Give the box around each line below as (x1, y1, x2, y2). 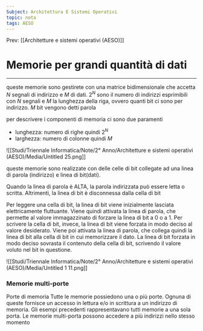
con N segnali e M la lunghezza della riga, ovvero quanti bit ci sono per (6, 97, 183, 105)
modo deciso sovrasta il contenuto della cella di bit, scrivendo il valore (6, 240, 181, 247)
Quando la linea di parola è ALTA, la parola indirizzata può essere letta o (6, 183, 185, 190)
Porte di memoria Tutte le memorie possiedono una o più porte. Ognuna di (6, 293, 192, 300)
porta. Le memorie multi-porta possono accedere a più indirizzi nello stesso (6, 312, 195, 320)
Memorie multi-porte (6, 279, 69, 287)
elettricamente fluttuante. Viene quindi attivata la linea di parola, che (6, 207, 176, 215)
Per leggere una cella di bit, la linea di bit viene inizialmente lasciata (6, 201, 174, 208)
